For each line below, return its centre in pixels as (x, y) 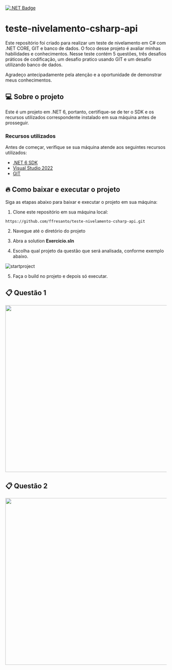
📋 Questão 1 (26, 293)
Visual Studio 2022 (33, 168)
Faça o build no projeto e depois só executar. (60, 276)
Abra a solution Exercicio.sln (43, 241)
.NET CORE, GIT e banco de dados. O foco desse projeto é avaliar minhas (83, 48)
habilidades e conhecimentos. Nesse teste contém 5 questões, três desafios (86, 53)
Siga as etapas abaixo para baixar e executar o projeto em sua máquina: (81, 202)
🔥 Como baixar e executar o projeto (63, 190)
